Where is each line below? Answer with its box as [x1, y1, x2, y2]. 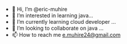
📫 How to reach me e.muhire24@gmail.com [11, 32, 120, 38]
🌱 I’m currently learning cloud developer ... [11, 18, 116, 25]
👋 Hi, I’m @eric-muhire [11, 6, 68, 12]
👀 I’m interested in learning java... [11, 12, 94, 19]
